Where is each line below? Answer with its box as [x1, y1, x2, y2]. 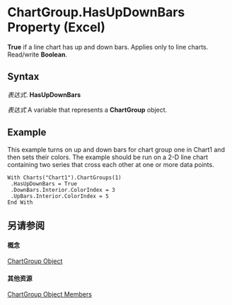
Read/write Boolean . [7, 50, 67, 59]
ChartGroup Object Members [7, 290, 92, 299]
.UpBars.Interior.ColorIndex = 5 [10, 192, 110, 200]
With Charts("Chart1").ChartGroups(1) [7, 174, 122, 181]
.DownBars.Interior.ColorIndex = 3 [10, 186, 115, 193]
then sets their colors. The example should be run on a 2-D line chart [7, 153, 209, 161]
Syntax [7, 71, 40, 83]
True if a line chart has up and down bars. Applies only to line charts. [7, 42, 209, 51]
